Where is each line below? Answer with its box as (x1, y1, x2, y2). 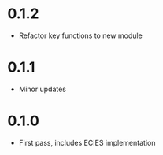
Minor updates (18, 84, 66, 94)
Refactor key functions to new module (18, 31, 143, 40)
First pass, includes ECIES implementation (18, 138, 156, 147)
